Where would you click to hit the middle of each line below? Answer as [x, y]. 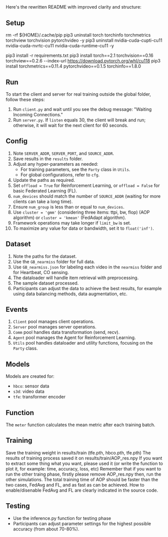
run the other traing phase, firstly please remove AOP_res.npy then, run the [83, 474]
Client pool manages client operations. [54, 321]
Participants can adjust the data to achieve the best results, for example [87, 288]
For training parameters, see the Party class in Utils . [75, 169]
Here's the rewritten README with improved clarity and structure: [74, 7]
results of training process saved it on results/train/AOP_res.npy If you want [84, 458]
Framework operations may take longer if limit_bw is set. [72, 223]
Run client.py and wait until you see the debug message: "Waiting [82, 109]
